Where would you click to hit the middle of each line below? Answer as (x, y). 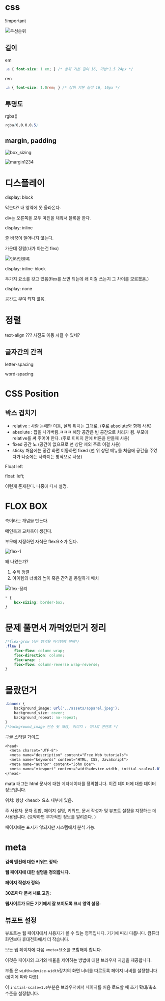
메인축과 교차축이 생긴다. (29, 531)
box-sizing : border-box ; (39, 602)
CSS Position (32, 393)
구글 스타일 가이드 (22, 737)
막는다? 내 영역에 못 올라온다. (33, 207)
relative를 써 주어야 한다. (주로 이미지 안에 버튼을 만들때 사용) (71, 438)
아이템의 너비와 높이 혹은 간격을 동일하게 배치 (55, 578)
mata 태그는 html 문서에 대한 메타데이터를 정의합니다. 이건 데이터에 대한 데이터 (81, 783)
